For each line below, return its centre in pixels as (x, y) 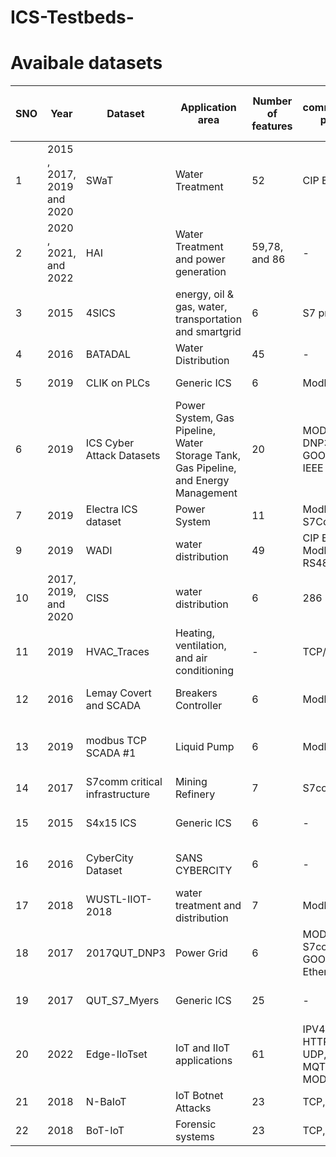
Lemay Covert (118, 693)
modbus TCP (116, 741)
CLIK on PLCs (118, 383)
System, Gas (204, 418)
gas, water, (201, 307)
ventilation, (200, 646)
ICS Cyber (110, 443)
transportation (208, 319)
